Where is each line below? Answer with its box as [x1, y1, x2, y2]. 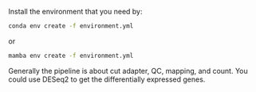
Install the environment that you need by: [8, 7, 143, 16]
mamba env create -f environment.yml [8, 52, 134, 59]
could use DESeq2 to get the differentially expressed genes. [8, 75, 206, 84]
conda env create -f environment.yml [8, 22, 134, 30]
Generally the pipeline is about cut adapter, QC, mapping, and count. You [8, 66, 249, 75]
